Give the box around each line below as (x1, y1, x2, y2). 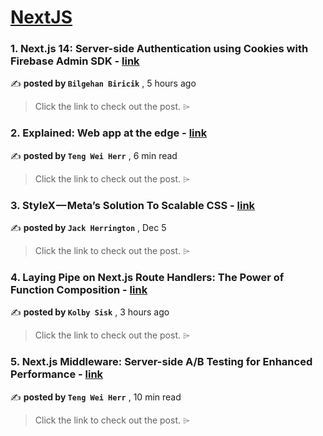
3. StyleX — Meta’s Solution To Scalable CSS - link (10, 198, 256, 212)
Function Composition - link (10, 283, 148, 296)
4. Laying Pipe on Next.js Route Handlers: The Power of (10, 271, 285, 284)
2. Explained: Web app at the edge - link (10, 126, 208, 140)
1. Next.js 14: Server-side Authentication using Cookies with (10, 42, 309, 56)
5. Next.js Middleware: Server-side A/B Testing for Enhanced (10, 355, 313, 369)
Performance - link (10, 367, 104, 381)
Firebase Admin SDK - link (10, 54, 140, 68)
